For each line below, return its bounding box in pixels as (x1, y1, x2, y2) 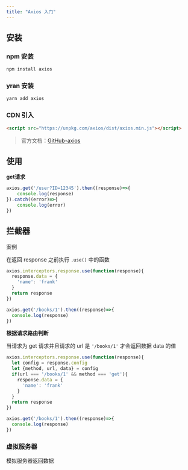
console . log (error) (17, 202, 66, 208)
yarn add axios (6, 96, 45, 102)
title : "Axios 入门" (6, 8, 56, 15)
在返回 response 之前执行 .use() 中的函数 (6, 255, 110, 263)
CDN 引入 (6, 111, 34, 119)
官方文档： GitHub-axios (20, 137, 81, 144)
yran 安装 (6, 82, 34, 90)
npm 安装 (6, 52, 34, 60)
